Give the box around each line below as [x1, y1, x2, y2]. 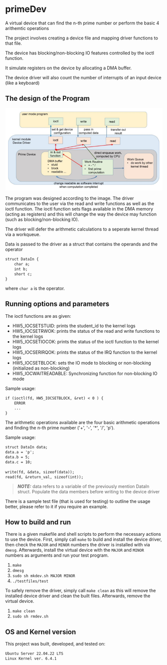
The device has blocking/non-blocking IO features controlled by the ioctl [5, 50, 155, 56]
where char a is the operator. [5, 285, 65, 291]
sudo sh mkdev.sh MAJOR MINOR [12, 574, 76, 579]
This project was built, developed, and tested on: [5, 641, 106, 647]
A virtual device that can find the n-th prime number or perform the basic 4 [5, 20, 160, 26]
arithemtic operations [5, 25, 49, 31]
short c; [14, 271, 32, 276]
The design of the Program [5, 94, 90, 103]
